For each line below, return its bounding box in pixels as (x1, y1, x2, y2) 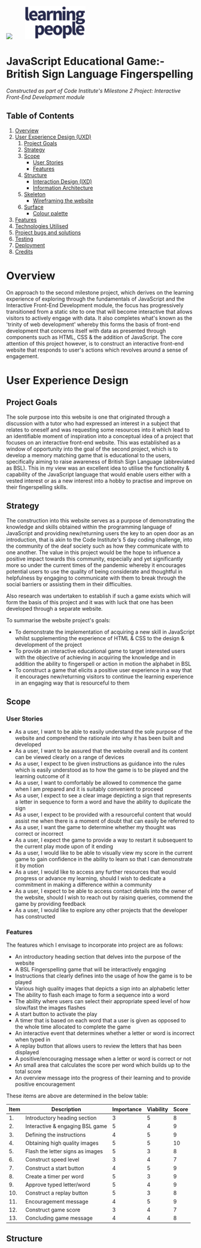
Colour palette (32, 209, 68, 217)
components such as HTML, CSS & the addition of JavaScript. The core (6, 333, 182, 341)
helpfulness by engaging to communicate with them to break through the (6, 574, 186, 581)
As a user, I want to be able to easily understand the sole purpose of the (14, 728, 193, 736)
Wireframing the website (32, 197, 94, 204)
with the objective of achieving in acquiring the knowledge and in (14, 653, 176, 661)
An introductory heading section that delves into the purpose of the (14, 953, 181, 961)
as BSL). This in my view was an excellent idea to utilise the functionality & (6, 464, 190, 472)
